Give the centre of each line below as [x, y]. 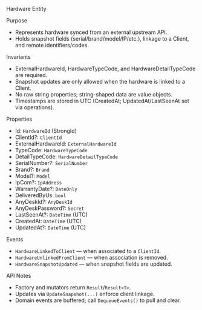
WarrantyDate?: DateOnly [46, 189]
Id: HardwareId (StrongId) [46, 131]
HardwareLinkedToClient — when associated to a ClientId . [88, 251]
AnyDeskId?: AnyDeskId [44, 202]
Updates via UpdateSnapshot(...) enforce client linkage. [85, 294]
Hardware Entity [26, 9]
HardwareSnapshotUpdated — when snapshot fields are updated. [93, 264]
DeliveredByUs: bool [41, 195]
